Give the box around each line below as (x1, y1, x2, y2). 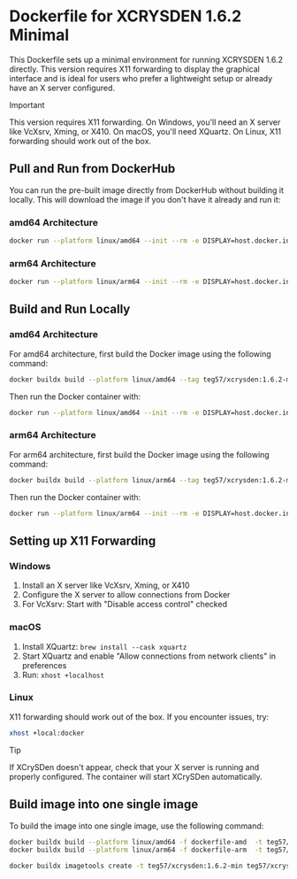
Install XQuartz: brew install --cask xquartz (21, 641, 187, 652)
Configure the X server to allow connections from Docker (21, 590, 231, 600)
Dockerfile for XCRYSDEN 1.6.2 (9, 6, 242, 27)
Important (9, 99, 45, 110)
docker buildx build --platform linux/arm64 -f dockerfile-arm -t (9, 845, 263, 855)
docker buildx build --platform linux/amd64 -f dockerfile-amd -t (9, 837, 263, 846)
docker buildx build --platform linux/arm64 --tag (9, 475, 200, 484)
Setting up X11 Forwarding (9, 533, 156, 548)
